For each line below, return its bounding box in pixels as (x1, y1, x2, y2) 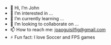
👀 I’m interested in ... (10, 10, 53, 16)
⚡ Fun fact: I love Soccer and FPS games (10, 34, 95, 40)
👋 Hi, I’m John (10, 5, 40, 11)
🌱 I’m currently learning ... (10, 16, 64, 21)
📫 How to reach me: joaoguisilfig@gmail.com (10, 27, 106, 32)
